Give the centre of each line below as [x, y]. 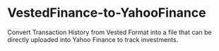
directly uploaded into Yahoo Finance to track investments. [93, 39]
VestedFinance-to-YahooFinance [107, 13]
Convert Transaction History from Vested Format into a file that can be [109, 32]
